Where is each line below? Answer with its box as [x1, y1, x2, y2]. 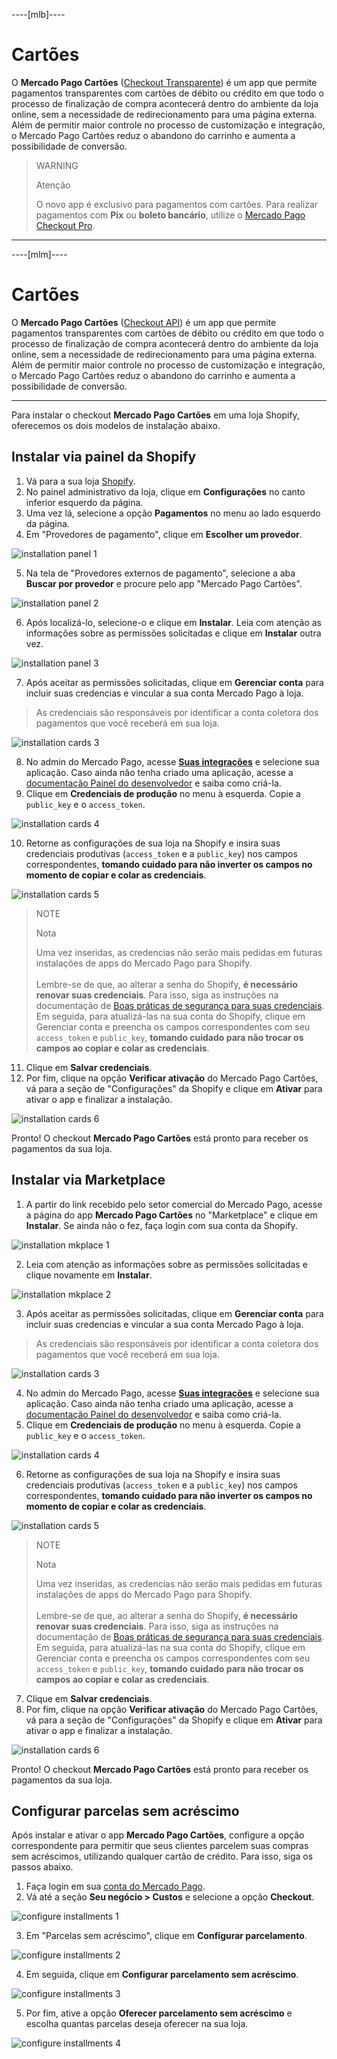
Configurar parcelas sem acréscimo [11, 1802, 240, 1819]
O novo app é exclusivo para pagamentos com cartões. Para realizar [35, 198, 319, 210]
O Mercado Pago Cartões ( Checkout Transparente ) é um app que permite [11, 76, 318, 88]
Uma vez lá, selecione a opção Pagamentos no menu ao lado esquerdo [25, 507, 321, 519]
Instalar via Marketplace [11, 1172, 166, 1189]
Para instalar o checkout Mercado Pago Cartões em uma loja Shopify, [11, 409, 300, 421]
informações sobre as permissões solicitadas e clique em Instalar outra [25, 627, 322, 639]
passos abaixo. [11, 1861, 74, 1873]
